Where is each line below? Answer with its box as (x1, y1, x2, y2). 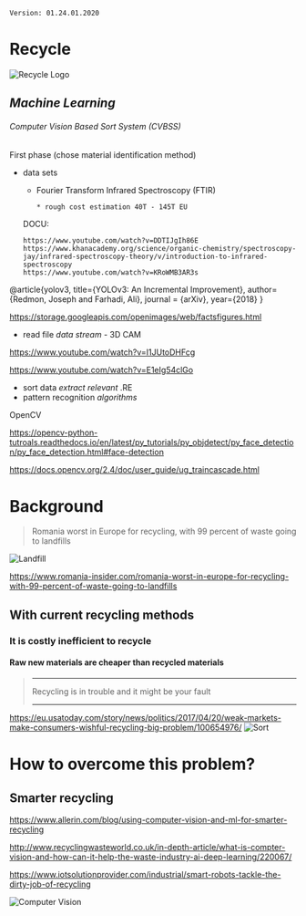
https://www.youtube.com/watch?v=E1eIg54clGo (9, 364, 194, 375)
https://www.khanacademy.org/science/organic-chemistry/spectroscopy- (22, 244, 297, 253)
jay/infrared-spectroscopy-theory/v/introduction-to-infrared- (22, 252, 269, 261)
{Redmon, (9, 293, 47, 305)
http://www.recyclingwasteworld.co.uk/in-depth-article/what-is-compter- (9, 841, 286, 852)
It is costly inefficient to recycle (9, 634, 152, 647)
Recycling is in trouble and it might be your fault (31, 685, 211, 697)
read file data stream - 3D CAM (22, 328, 141, 339)
